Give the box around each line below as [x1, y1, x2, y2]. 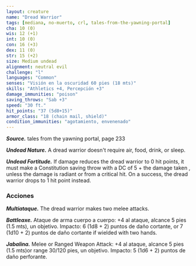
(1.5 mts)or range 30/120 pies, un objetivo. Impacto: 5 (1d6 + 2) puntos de [6, 247, 186, 254]
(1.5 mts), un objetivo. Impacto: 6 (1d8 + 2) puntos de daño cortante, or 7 [6, 223, 184, 230]
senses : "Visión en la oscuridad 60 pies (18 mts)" [6, 81, 136, 86]
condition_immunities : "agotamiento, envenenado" [6, 119, 131, 125]
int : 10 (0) [6, 36, 36, 42]
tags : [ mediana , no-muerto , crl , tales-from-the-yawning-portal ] [6, 20, 171, 25]
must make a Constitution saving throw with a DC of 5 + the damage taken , [6, 164, 191, 172]
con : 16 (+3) [6, 42, 38, 48]
